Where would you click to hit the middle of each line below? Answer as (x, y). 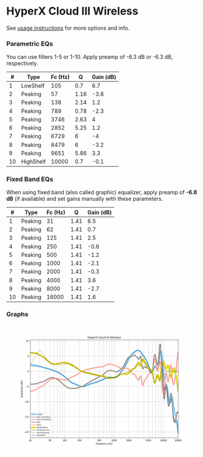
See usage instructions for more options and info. (68, 28)
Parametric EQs (30, 44)
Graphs (17, 314)
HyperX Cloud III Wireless (72, 11)
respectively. (22, 63)
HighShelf (33, 161)
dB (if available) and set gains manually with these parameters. (85, 199)
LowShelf (33, 86)
